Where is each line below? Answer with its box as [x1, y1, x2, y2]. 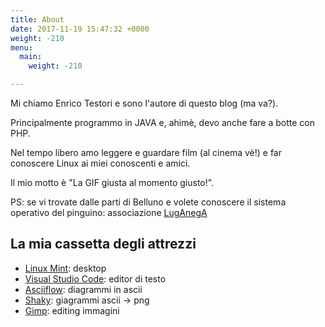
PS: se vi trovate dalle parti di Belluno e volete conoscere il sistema [10, 196, 287, 208]
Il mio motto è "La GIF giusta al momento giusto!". [10, 177, 215, 188]
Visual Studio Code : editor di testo [24, 272, 167, 285]
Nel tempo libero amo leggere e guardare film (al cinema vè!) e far [10, 147, 282, 158]
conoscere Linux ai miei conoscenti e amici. [10, 157, 191, 169]
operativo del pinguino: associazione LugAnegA [10, 207, 208, 218]
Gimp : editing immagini [24, 304, 120, 316]
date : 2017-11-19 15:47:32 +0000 [10, 24, 150, 34]
